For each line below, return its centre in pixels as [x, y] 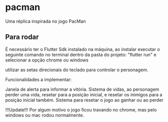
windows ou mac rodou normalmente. [45, 115]
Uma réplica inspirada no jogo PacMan [46, 21]
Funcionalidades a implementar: [38, 79]
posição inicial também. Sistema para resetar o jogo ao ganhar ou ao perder [84, 100]
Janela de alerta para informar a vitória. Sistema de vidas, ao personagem [82, 89]
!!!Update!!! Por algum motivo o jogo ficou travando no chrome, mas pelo [81, 109]
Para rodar [22, 37]
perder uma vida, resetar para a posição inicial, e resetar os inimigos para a [84, 94]
